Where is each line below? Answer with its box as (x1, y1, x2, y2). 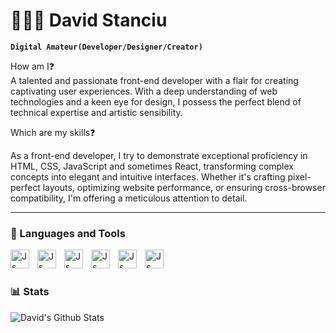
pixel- (287, 170, 312, 183)
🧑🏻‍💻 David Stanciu (10, 9, 168, 32)
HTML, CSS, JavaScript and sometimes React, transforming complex (10, 160, 294, 172)
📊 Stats (10, 285, 50, 299)
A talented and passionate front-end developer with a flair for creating (10, 74, 299, 86)
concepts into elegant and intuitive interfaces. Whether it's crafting (10, 170, 286, 183)
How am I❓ (10, 60, 55, 72)
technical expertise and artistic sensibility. (10, 106, 183, 118)
